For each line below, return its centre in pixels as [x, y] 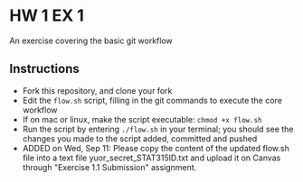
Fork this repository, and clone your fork [97, 90]
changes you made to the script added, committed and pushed [140, 138]
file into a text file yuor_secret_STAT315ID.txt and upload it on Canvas [151, 158]
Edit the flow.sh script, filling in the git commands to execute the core [152, 100]
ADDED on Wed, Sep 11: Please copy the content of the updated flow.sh [156, 148]
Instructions [44, 69]
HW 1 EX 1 [47, 16]
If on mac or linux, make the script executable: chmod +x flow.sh [142, 119]
